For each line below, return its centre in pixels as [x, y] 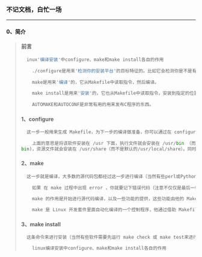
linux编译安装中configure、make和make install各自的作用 [99, 249]
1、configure [37, 119]
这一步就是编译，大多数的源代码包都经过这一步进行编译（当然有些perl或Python [112, 176]
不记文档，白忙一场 [34, 9]
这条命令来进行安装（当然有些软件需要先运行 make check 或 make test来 [108, 237]
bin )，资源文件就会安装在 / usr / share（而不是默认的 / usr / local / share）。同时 [109, 149]
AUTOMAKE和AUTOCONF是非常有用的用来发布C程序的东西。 [93, 105]
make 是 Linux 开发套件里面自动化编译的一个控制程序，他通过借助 [104, 210]
